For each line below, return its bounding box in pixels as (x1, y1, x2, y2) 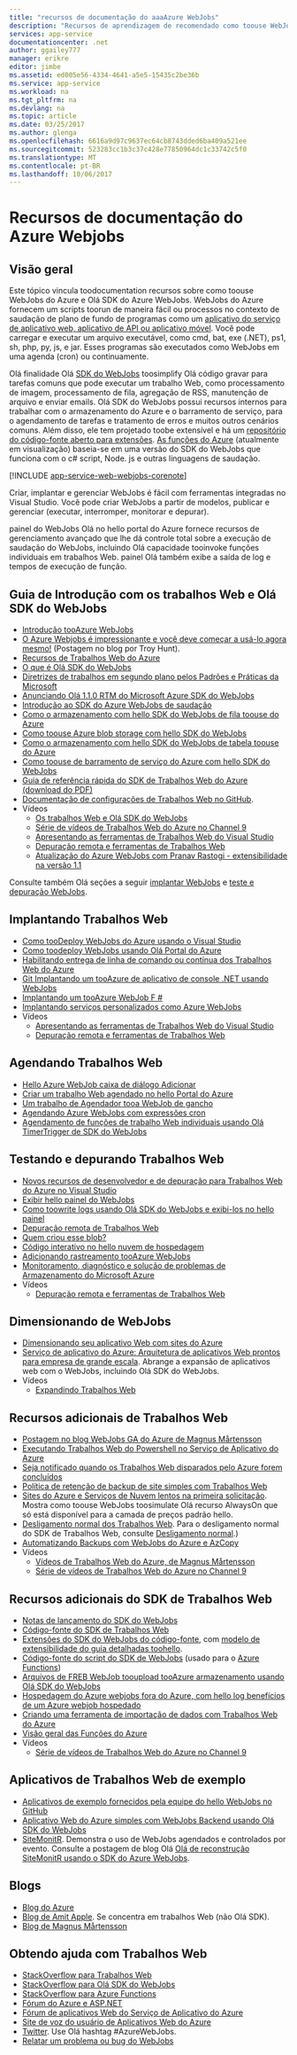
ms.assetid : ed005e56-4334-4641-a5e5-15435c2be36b (9, 71, 200, 80)
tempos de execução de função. (9, 561, 127, 572)
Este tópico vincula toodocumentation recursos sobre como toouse (9, 285, 255, 296)
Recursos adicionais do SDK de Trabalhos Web (9, 1591, 272, 1606)
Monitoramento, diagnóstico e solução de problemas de (21, 1260, 226, 1270)
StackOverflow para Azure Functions (21, 1989, 156, 1999)
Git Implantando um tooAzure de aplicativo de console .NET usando (21, 973, 270, 984)
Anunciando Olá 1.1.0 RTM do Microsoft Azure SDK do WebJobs (21, 691, 255, 701)
